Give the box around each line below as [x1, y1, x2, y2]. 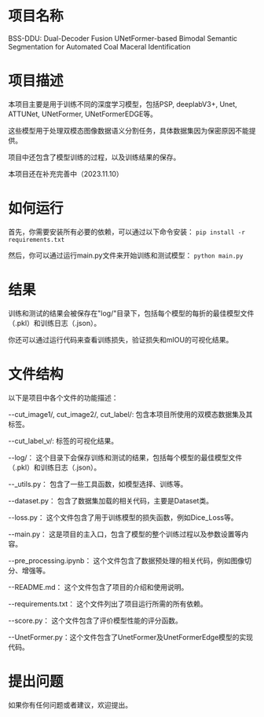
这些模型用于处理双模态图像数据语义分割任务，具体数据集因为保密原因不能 [8, 126, 249, 135]
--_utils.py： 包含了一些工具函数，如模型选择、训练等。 [8, 479, 188, 488]
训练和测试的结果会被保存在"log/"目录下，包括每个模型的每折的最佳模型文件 [8, 308, 255, 318]
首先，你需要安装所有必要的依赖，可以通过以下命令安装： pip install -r [8, 227, 246, 236]
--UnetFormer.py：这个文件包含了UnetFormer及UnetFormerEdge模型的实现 [8, 632, 254, 642]
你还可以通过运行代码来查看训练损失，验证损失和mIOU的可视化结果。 [8, 335, 233, 344]
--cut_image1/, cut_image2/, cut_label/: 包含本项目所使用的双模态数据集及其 [8, 409, 253, 419]
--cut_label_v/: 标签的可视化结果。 [8, 436, 119, 445]
